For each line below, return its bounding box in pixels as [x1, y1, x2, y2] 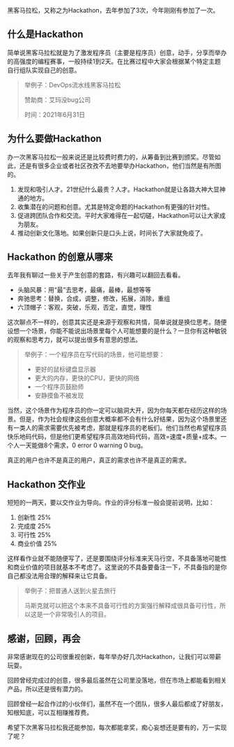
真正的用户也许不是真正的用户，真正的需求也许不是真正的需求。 [7, 456, 190, 465]
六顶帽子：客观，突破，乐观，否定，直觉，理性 [17, 303, 152, 312]
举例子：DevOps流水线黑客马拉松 [24, 80, 121, 89]
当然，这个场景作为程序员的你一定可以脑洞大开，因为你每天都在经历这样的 [7, 406, 221, 414]
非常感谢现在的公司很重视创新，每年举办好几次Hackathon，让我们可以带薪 [7, 653, 221, 661]
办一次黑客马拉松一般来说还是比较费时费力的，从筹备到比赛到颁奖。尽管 [7, 152, 214, 161]
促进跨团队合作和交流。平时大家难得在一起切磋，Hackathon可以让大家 [17, 211, 220, 219]
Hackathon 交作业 [7, 478, 86, 491]
